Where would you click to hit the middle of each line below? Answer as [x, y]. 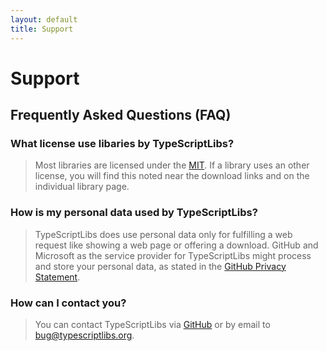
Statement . [57, 277]
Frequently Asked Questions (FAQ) [121, 115]
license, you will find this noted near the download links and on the [172, 176]
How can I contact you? [68, 303]
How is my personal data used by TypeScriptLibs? [134, 213]
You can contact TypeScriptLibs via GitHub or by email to [152, 324]
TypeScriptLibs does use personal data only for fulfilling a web [163, 234]
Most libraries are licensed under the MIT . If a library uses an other [172, 165]
